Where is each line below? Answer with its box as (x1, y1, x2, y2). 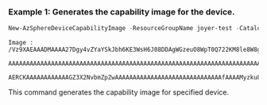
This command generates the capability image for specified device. (8, 87, 230, 97)
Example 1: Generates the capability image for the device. (8, 6, 236, 17)
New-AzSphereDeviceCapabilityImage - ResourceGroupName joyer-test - (8, 25, 240, 33)
